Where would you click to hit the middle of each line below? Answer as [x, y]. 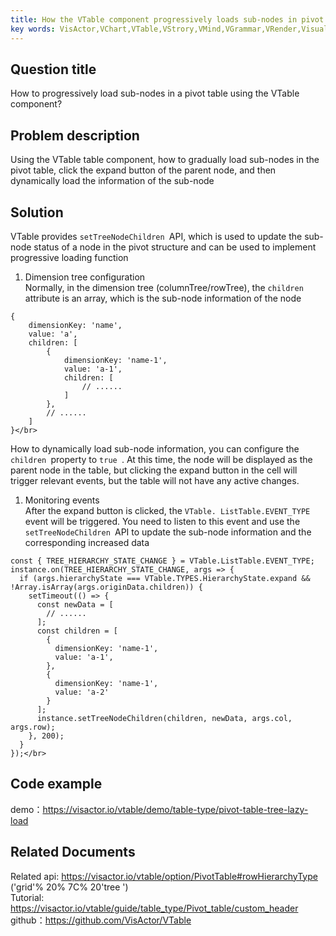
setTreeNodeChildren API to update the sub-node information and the [168, 532]
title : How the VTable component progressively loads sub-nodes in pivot [167, 19]
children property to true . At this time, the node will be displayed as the [161, 459]
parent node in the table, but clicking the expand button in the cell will [154, 470]
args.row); [33, 727]
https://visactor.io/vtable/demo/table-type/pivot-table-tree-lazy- [175, 809]
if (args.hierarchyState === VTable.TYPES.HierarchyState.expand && [165, 578]
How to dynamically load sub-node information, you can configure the [155, 448]
